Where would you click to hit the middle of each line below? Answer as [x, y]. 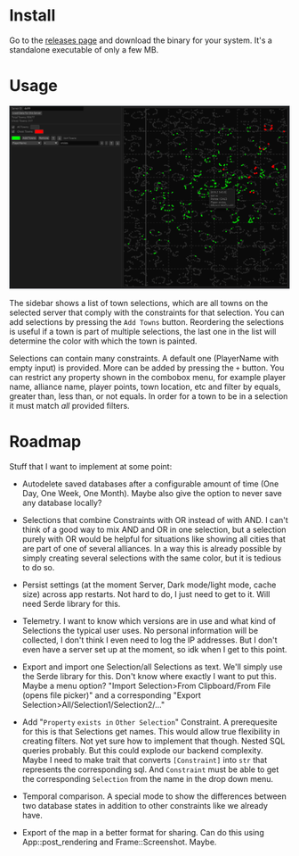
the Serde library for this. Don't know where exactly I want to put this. [149, 677]
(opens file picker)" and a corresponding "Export [112, 695]
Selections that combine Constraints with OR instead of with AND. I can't [155, 520]
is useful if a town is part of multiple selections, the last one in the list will [143, 332]
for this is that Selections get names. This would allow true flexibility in [151, 732]
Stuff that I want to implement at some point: [91, 467]
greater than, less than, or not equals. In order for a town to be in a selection [149, 396]
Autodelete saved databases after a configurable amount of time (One [150, 484]
